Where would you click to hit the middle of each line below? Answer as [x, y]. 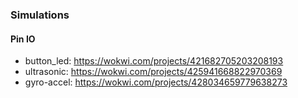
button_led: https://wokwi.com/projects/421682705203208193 [154, 61]
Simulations [40, 15]
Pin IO [23, 39]
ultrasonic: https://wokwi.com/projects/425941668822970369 [153, 72]
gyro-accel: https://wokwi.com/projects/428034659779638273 [156, 82]
